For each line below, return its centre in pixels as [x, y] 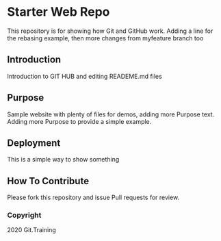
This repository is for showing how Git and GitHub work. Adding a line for [110, 31]
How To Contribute [48, 181]
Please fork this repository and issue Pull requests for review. [93, 198]
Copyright [24, 215]
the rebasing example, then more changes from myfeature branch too [105, 38]
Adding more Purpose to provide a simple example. [79, 121]
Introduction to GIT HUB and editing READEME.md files [84, 76]
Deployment [34, 143]
